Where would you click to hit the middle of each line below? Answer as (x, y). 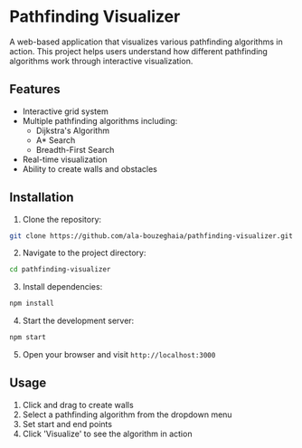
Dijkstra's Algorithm (73, 130)
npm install (32, 304)
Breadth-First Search (75, 149)
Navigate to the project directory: (84, 253)
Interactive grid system (65, 111)
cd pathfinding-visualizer (60, 270)
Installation (42, 198)
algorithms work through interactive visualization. (101, 61)
